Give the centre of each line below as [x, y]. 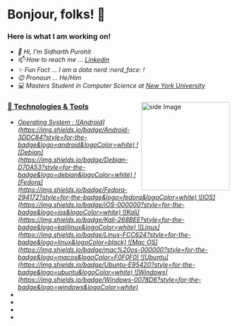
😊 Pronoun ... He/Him [49, 78]
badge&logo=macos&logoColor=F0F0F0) [78, 257]
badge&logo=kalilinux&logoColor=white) [77, 227]
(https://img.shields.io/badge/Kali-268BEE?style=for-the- [101, 219]
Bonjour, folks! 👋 [56, 14]
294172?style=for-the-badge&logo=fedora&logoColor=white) [107, 197]
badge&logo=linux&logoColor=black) [72, 242]
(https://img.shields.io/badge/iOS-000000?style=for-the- [101, 205]
